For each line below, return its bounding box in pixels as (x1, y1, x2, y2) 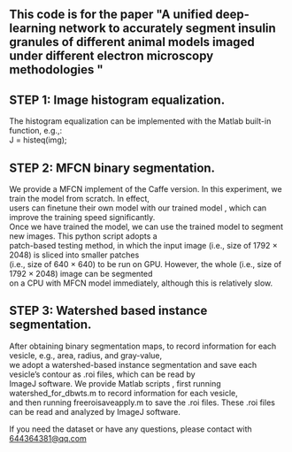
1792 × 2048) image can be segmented (9, 269, 153, 280)
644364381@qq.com (9, 433, 87, 443)
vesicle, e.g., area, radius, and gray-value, (9, 349, 163, 361)
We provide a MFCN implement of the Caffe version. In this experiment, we (9, 184, 282, 195)
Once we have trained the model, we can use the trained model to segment (9, 221, 283, 233)
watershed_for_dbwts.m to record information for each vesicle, (9, 387, 239, 398)
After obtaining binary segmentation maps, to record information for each (9, 341, 277, 351)
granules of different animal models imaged (9, 34, 255, 50)
